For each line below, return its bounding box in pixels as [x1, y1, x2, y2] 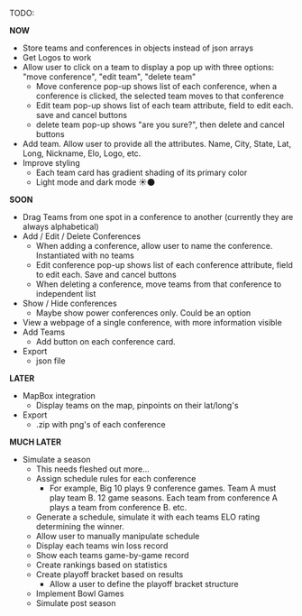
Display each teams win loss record [35, 540, 169, 551]
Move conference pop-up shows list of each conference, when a [35, 81, 278, 91]
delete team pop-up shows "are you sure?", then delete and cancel [35, 119, 286, 130]
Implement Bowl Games [35, 588, 124, 599]
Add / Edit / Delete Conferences [22, 231, 142, 242]
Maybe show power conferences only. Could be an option [35, 308, 252, 318]
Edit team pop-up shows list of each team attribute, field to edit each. [35, 100, 294, 111]
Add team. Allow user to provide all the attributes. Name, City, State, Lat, [22, 139, 291, 149]
